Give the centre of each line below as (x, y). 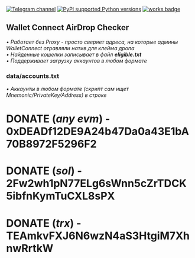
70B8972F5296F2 (51, 144)
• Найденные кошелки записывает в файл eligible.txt (74, 54)
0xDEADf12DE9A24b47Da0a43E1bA (97, 131)
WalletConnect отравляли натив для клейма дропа (70, 48)
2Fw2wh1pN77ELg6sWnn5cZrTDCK (97, 184)
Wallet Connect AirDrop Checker (68, 27)
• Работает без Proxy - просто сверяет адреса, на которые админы (92, 42)
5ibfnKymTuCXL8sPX (61, 196)
